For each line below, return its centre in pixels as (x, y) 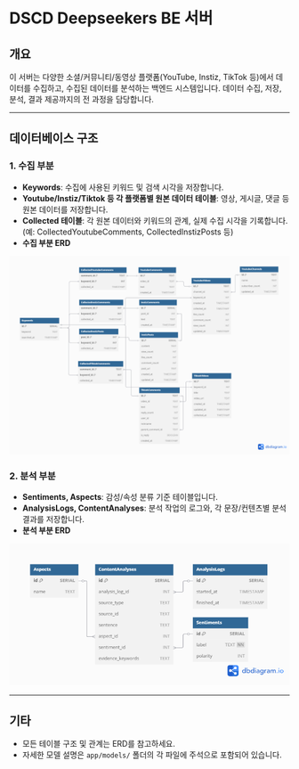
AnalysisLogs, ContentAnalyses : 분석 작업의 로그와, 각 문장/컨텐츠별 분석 (154, 508)
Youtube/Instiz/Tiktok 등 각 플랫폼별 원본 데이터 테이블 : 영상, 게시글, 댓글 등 (156, 198)
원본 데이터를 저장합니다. (65, 209)
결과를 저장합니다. (53, 519)
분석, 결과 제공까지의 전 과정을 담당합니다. (81, 99)
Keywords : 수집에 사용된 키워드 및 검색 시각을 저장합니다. (123, 187)
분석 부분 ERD (46, 530)
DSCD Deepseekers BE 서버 (111, 18)
